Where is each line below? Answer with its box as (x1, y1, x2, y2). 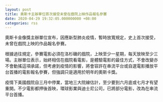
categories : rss (5, 20, 38, 26)
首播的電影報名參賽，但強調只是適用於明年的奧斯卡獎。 (9, 69, 120, 75)
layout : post (5, 7, 32, 12)
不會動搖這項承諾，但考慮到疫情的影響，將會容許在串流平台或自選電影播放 (5, 63, 154, 69)
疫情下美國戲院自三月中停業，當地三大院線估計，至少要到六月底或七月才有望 (5, 80, 158, 85)
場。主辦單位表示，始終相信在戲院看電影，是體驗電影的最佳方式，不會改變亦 (5, 57, 158, 63)
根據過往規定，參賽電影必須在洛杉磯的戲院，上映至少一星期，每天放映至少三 (5, 51, 158, 57)
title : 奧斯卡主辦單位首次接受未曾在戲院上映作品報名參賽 (5, 12, 107, 17)
